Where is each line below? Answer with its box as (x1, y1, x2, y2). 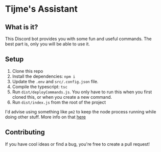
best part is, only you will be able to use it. (5, 41, 90, 47)
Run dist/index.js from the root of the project (12, 99, 106, 105)
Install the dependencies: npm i (12, 73, 75, 79)
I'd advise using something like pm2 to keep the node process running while (5, 109, 157, 114)
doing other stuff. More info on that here (5, 114, 86, 120)
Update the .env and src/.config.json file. (12, 78, 99, 84)
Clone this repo (12, 68, 43, 74)
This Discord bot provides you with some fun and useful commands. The (5, 36, 152, 42)
